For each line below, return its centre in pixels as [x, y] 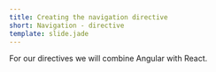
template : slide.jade [49, 33]
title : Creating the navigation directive [89, 17]
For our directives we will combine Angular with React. [108, 59]
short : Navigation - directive [67, 25]
